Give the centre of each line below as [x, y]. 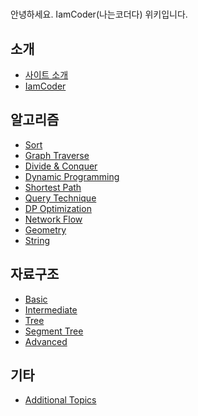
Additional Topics [60, 400]
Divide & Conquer [61, 166]
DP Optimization [58, 208]
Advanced [46, 341]
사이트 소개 [46, 75]
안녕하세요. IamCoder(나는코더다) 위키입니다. [99, 14]
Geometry [45, 229]
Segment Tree [54, 331]
